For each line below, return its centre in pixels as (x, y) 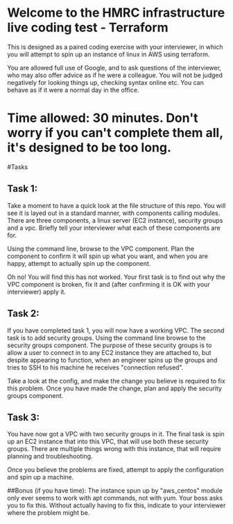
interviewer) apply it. (36, 292)
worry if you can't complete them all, (115, 133)
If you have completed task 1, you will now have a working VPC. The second (116, 330)
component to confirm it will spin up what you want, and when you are (107, 256)
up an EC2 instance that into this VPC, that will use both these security (108, 442)
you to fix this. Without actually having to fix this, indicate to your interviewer (116, 505)
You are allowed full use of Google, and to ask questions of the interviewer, (114, 68)
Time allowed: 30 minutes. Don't (103, 118)
